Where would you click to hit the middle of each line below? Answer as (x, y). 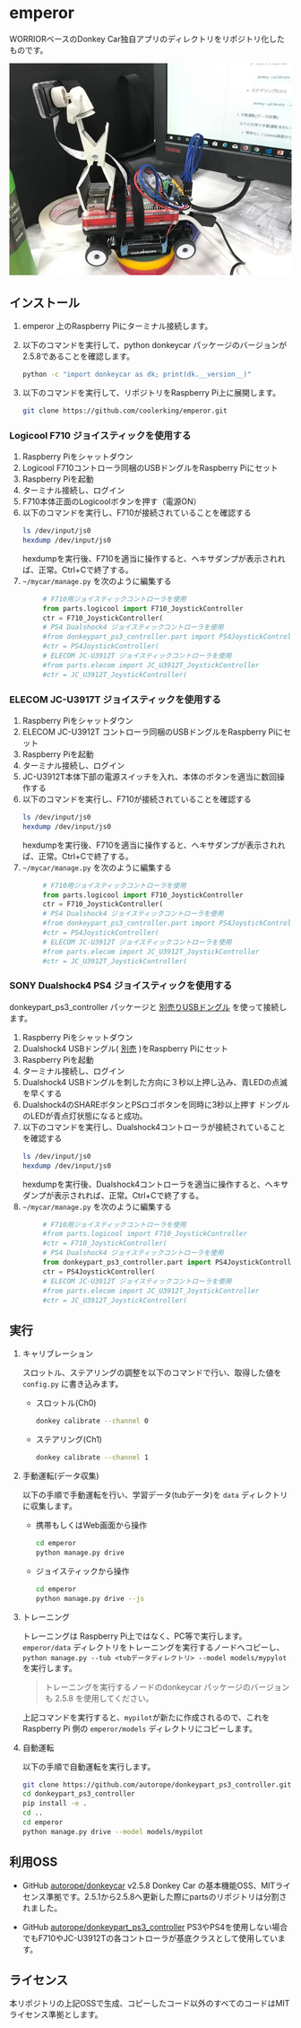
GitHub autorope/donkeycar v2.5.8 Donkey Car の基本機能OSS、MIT (149, 1885)
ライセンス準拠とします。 (56, 2015)
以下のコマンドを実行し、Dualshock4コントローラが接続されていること (154, 1127)
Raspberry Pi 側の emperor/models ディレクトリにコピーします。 (140, 1728)
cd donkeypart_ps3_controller (79, 1794)
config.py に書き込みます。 (73, 1384)
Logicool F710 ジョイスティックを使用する (100, 435)
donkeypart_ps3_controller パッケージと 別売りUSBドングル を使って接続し (148, 1006)
